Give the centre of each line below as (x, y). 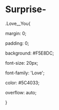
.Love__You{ (18, 23)
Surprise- (26, 9)
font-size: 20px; (22, 63)
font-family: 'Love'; (25, 73)
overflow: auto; (21, 92)
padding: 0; (17, 43)
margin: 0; (16, 33)
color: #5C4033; (22, 82)
